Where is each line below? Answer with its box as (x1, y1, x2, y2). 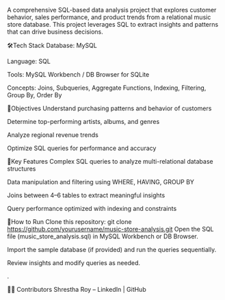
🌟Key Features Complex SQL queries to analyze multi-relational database (7, 158, 213, 165)
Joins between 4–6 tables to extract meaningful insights (7, 191, 166, 199)
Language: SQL (7, 58, 51, 65)
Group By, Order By (7, 91, 62, 99)
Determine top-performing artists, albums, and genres (7, 118, 160, 125)
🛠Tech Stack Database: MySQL (7, 41, 97, 49)
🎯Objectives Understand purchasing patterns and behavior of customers (7, 104, 212, 112)
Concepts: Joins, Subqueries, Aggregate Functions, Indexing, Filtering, (7, 84, 207, 92)
